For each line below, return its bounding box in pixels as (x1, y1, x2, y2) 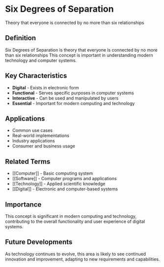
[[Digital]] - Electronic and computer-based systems (12, 186, 118, 192)
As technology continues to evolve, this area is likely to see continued (5, 251, 146, 257)
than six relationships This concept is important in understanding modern (5, 52, 153, 58)
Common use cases (12, 128, 53, 133)
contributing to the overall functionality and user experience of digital (5, 218, 145, 224)
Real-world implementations (12, 133, 70, 138)
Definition (5, 34, 36, 42)
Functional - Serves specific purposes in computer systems (12, 90, 134, 96)
